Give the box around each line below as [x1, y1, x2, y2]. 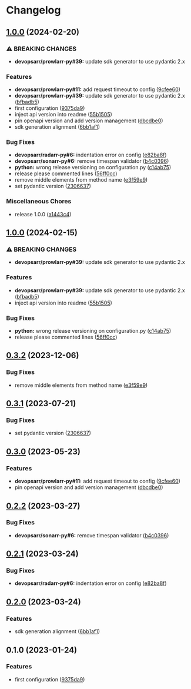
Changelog [6, 4, 61, 17]
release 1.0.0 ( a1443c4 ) [14, 210, 72, 218]
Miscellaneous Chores [6, 198, 72, 206]
